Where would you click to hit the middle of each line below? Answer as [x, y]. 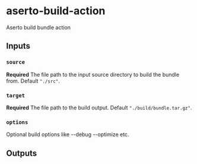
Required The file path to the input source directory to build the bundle [93, 74]
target [16, 95]
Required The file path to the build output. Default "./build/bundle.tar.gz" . [99, 108]
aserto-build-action [56, 11]
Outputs [22, 153]
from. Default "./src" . [33, 81]
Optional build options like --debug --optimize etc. [68, 134]
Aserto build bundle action [39, 27]
